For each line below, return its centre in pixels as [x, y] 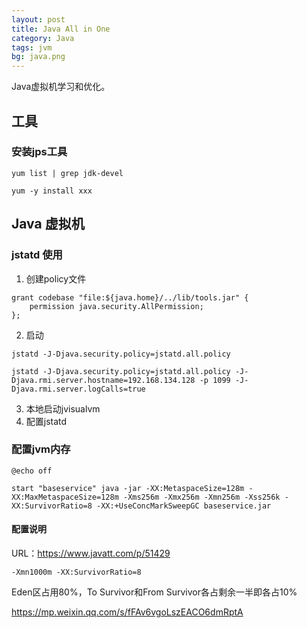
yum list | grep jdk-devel [67, 173]
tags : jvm [32, 47]
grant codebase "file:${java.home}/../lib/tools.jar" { [130, 297]
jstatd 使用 [37, 255]
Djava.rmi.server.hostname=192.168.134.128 [103, 380]
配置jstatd [46, 421]
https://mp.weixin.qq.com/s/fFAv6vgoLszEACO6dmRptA [127, 612]
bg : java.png [38, 57]
